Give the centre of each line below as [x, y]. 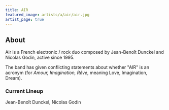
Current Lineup [24, 91]
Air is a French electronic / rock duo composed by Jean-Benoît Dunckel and [84, 52]
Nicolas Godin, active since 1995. [40, 58]
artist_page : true [25, 19]
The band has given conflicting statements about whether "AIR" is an [77, 67]
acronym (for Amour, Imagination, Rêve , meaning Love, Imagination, [76, 73]
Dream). [14, 78]
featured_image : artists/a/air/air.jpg [47, 15]
